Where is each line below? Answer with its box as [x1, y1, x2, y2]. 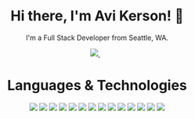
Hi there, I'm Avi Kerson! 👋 [10, 7, 184, 25]
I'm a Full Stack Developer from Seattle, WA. [25, 33, 169, 42]
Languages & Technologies [7, 77, 187, 95]
